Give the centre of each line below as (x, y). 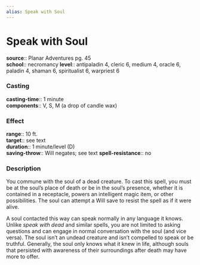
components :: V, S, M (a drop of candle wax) (62, 105)
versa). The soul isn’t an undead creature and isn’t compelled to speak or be (100, 237)
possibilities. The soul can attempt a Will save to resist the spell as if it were (99, 200)
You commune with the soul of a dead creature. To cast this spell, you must (99, 182)
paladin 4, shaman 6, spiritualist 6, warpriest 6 (63, 71)
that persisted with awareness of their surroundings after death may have (96, 250)
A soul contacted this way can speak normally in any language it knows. (95, 218)
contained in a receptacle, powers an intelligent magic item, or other (90, 194)
